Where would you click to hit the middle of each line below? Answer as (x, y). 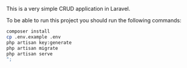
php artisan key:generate (39, 42)
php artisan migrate (32, 48)
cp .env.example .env (34, 37)
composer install (28, 31)
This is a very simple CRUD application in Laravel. (68, 9)
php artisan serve (29, 54)
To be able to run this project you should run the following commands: (94, 20)
